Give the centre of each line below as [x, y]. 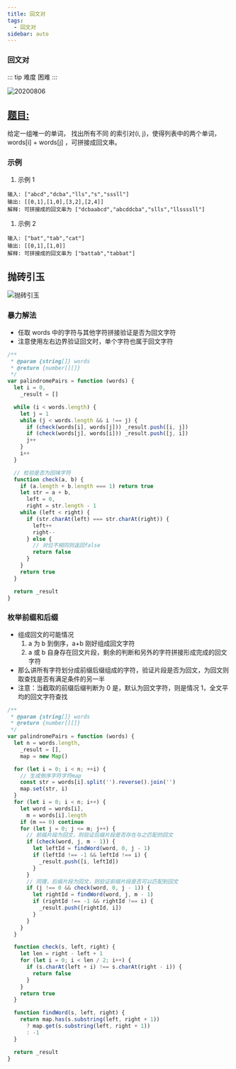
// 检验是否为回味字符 [42, 473]
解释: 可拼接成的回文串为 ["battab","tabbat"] [72, 253]
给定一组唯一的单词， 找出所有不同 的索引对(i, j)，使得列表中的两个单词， [114, 134]
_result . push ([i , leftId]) [79, 861]
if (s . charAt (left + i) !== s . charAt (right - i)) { [104, 967]
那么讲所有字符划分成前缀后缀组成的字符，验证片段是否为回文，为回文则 [123, 670]
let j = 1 [35, 414]
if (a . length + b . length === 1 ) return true [87, 486]
